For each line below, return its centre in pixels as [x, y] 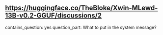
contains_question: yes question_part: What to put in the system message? [81, 27]
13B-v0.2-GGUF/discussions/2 [54, 16]
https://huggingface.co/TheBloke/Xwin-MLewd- [81, 8]
